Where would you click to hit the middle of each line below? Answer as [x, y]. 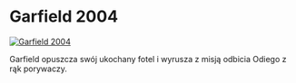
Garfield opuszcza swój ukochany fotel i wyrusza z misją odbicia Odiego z [148, 59]
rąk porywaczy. [39, 69]
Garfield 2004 [64, 17]
